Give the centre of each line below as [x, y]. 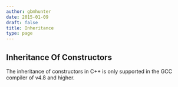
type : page [19, 34]
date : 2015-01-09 [27, 17]
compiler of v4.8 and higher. [40, 78]
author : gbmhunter [29, 11]
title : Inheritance [30, 28]
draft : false [22, 22]
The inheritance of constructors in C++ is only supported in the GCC [89, 71]
